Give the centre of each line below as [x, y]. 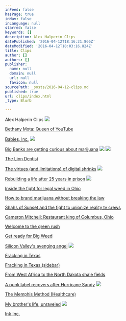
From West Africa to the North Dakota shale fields [55, 274]
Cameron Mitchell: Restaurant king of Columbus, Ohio [59, 217]
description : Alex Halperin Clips [40, 37]
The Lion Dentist [22, 159]
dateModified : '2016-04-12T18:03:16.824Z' [49, 46]
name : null [21, 69]
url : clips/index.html [28, 96]
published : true [22, 92]
